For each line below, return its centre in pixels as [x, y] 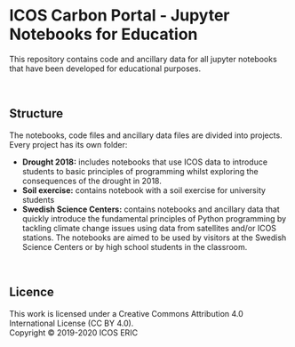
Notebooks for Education [104, 34]
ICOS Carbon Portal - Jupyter [120, 16]
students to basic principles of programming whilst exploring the [140, 171]
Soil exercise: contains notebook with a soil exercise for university [144, 190]
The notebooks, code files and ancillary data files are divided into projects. [146, 135]
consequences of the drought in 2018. [92, 181]
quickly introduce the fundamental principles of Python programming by [154, 218]
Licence [32, 292]
